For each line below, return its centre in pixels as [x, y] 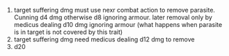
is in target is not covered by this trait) [68, 32]
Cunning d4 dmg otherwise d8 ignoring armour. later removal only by [113, 17]
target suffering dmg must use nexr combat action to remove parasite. [114, 10]
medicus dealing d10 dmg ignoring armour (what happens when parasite [118, 25]
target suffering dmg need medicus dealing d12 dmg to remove [104, 39]
